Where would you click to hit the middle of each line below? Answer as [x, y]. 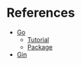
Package [40, 47]
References [41, 13]
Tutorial [38, 39]
